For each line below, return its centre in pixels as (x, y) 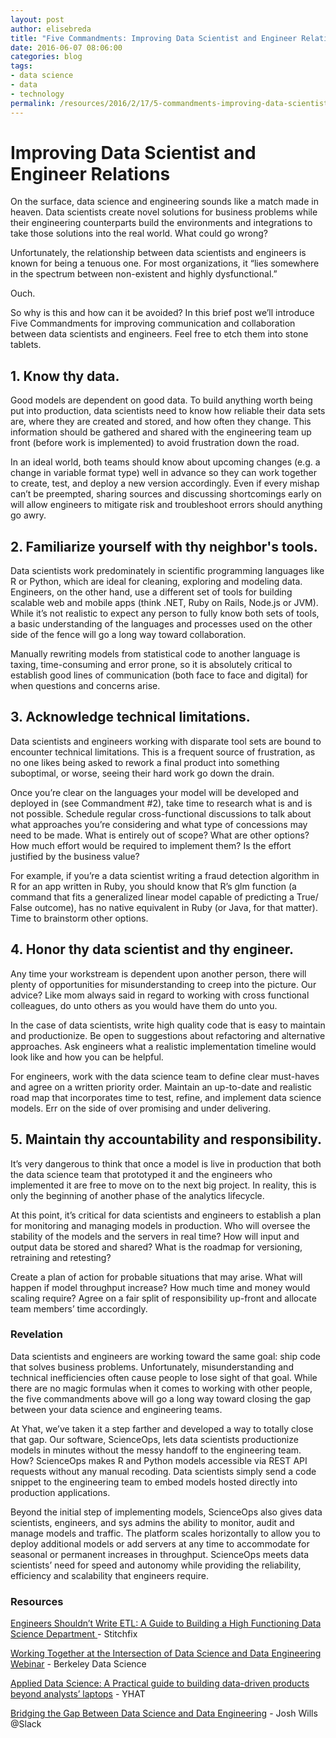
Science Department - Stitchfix (74, 1634)
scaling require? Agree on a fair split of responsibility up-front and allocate (163, 1298)
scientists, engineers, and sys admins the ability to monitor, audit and (152, 1522)
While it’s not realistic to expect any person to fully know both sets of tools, (165, 613)
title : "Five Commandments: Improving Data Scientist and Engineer (154, 38)
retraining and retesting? (61, 1257)
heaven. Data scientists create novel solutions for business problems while (164, 212)
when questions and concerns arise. (85, 686)
